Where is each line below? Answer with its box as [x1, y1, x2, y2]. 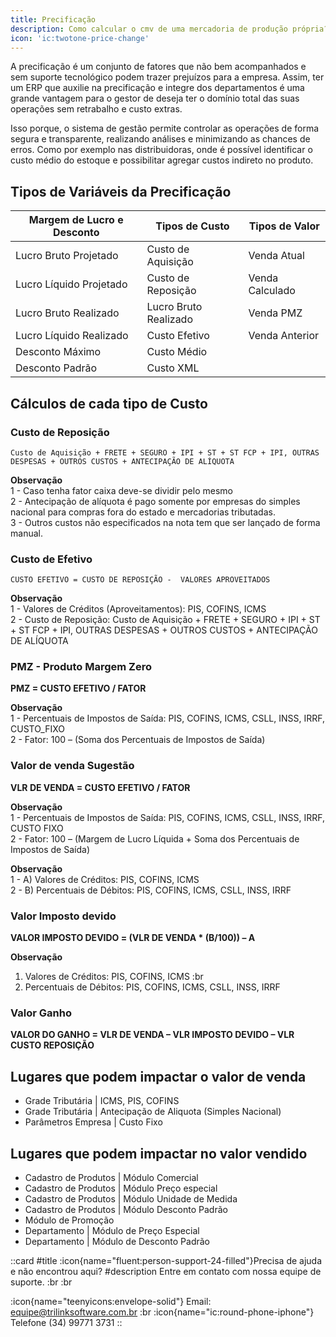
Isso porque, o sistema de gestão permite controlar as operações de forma [10, 122, 320, 135]
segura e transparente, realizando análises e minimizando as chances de [10, 133, 311, 145]
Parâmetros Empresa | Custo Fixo [24, 1116, 163, 1128]
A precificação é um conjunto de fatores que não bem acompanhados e [10, 61, 307, 73]
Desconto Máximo [15, 345, 102, 359]
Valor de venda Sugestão [10, 759, 135, 773]
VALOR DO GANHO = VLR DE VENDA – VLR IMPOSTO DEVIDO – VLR [10, 1029, 295, 1041]
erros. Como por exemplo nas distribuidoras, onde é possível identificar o [10, 144, 313, 156]
